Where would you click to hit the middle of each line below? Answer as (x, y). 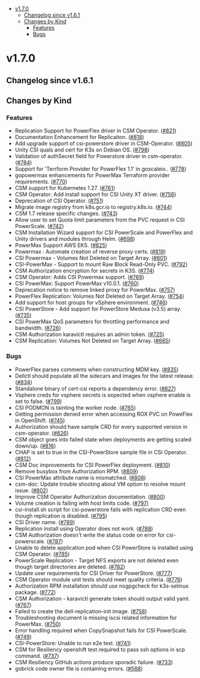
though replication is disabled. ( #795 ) (61, 516)
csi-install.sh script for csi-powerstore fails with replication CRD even (100, 509)
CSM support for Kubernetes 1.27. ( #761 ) (65, 188)
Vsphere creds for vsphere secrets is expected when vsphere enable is (103, 395)
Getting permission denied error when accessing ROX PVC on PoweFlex (104, 414)
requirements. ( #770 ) (41, 181)
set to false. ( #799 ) (38, 401)
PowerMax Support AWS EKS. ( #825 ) (61, 246)
